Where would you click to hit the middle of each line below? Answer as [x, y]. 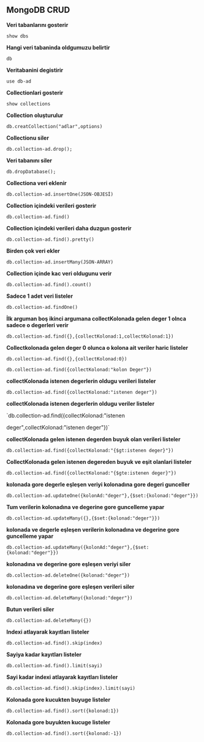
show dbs [17, 36]
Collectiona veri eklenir [36, 183]
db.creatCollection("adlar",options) [55, 126]
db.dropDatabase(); [31, 172]
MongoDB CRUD [38, 10]
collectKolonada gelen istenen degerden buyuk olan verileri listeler [93, 439]
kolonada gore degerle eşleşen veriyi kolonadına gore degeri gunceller [98, 484]
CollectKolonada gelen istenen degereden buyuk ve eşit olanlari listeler [99, 461]
